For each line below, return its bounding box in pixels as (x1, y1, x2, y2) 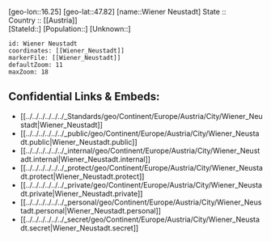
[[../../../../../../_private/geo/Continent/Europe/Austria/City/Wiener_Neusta (19, 180, 263, 189)
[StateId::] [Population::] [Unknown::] (8, 24, 131, 33)
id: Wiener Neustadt (8, 40, 78, 48)
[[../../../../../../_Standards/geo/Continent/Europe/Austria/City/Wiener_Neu (19, 111, 263, 120)
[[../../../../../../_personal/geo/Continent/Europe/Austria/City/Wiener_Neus (19, 197, 262, 207)
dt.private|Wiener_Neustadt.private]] (19, 188, 143, 198)
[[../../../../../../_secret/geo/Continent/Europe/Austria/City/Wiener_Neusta (19, 214, 260, 224)
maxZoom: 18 (8, 68, 49, 76)
